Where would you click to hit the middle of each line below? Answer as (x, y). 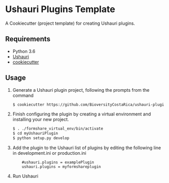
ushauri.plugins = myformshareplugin (61, 167)
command (23, 95)
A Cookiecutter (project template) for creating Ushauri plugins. (70, 23)
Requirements (28, 39)
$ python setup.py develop (41, 138)
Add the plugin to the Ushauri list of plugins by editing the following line (87, 148)
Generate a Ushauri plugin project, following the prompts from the (81, 90)
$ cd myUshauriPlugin (35, 134)
